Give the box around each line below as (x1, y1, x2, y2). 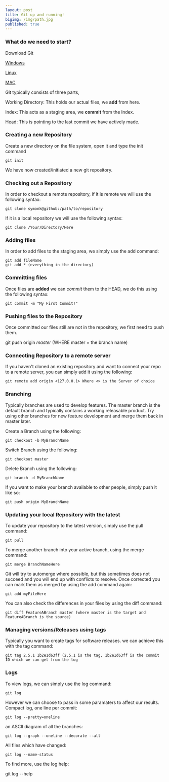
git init (5, 158, 24, 163)
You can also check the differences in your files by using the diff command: (5, 600, 163, 606)
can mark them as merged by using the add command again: (5, 581, 132, 587)
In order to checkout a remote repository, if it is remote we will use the (5, 191, 152, 197)
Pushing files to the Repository (5, 312, 82, 319)
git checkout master (5, 456, 49, 461)
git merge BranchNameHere (5, 561, 60, 567)
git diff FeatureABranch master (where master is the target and (5, 610, 146, 615)
